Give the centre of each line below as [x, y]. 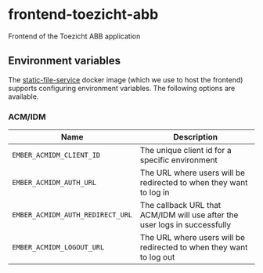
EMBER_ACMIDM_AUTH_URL [54, 183]
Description [195, 137]
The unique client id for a [186, 151]
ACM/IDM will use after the [189, 215]
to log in [155, 192]
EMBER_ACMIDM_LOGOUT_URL [58, 248]
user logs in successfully [186, 225]
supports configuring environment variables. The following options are [122, 88]
